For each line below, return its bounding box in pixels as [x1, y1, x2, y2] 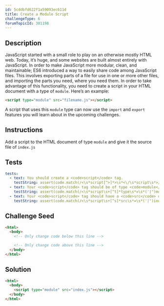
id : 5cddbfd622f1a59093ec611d [5, 7, 67, 12]
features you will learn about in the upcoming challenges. [5, 111, 121, 117]
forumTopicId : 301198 [5, 21, 49, 26]
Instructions [5, 126, 43, 134]
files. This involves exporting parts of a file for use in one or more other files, [5, 73, 159, 79]
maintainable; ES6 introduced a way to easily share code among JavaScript [5, 67, 157, 73]
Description [5, 39, 41, 47]
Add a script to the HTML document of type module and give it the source [5, 139, 152, 145]
